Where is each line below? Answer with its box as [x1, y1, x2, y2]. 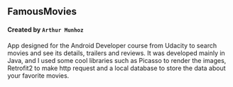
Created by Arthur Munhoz [7, 25, 84, 34]
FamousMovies [7, 6, 77, 18]
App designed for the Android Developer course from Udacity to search [7, 41, 217, 50]
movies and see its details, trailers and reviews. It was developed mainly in [7, 49, 225, 57]
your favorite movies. [7, 71, 70, 80]
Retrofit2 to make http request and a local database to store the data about [7, 64, 226, 72]
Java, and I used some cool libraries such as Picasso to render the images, [7, 56, 227, 64]
